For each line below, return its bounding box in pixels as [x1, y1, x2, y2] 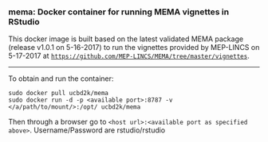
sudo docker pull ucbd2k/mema [8, 90, 109, 98]
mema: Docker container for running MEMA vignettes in [8, 6, 230, 17]
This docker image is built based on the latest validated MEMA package [8, 34, 244, 44]
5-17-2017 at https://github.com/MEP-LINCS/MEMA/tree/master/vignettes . [8, 51, 250, 61]
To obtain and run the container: [8, 74, 114, 83]
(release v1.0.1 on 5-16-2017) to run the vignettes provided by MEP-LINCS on [8, 43, 260, 52]
